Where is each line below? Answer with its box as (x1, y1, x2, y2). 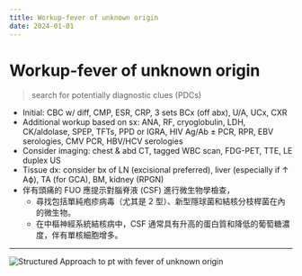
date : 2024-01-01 (9, 22, 75, 31)
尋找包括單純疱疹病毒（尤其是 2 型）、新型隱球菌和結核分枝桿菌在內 (35, 196, 286, 207)
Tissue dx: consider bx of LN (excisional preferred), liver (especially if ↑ (22, 165, 289, 175)
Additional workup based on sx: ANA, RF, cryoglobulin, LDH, (22, 117, 246, 128)
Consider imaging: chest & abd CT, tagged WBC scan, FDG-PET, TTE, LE (22, 146, 293, 156)
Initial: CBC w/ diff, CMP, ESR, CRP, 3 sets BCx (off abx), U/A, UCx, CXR (22, 107, 288, 118)
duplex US (22, 155, 61, 166)
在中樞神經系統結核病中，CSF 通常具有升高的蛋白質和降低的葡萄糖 (35, 218, 283, 229)
